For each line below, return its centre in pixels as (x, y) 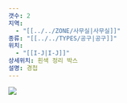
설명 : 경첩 (23, 68)
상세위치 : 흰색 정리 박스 (43, 61)
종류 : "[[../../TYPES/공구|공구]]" (63, 38)
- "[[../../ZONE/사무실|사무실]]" (68, 31)
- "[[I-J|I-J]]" (43, 53)
